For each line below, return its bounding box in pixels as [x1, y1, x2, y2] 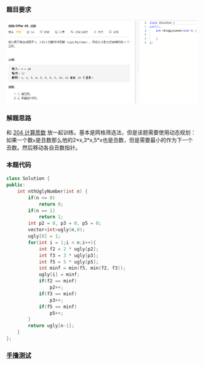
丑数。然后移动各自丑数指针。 [6, 144, 81, 151]
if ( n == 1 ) [28, 208, 56, 214]
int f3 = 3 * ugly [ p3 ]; [38, 252, 99, 259]
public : [6, 182, 26, 188]
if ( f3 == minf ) [38, 290, 78, 297]
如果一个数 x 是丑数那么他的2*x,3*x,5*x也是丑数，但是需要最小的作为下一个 [6, 136, 193, 143]
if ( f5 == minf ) [38, 304, 78, 310]
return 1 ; [38, 214, 64, 220]
